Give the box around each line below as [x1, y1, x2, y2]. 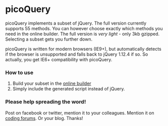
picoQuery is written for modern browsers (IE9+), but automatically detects [5, 46, 161, 52]
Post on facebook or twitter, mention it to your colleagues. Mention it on [5, 109, 154, 116]
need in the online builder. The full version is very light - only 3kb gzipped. [5, 31, 160, 37]
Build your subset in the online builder [12, 80, 92, 86]
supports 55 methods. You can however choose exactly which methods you [5, 25, 163, 31]
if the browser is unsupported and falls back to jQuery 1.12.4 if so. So [5, 51, 148, 57]
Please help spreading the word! [5, 98, 86, 105]
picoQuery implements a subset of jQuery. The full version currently [5, 20, 147, 26]
